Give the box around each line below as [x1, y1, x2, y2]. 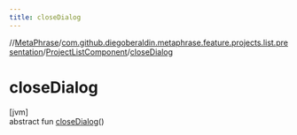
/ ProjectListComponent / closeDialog [43, 46, 174, 57]
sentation [9, 46, 43, 57]
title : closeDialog [9, 12, 82, 22]
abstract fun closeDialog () [9, 116, 105, 126]
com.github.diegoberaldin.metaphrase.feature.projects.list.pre [61, 37, 288, 48]
